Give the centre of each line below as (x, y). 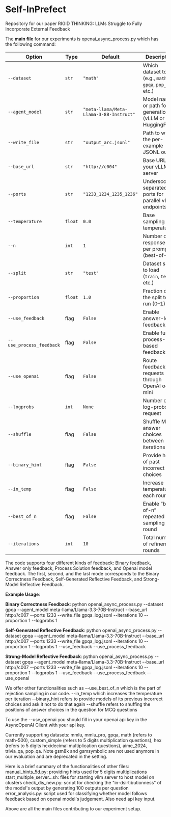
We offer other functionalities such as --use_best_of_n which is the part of (83, 688)
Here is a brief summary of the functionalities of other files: (67, 766)
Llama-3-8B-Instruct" (109, 114)
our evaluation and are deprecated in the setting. (56, 756)
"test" (91, 273)
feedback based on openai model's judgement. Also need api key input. (81, 799)
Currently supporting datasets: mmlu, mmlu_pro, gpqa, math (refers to (79, 734)
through (152, 379)
